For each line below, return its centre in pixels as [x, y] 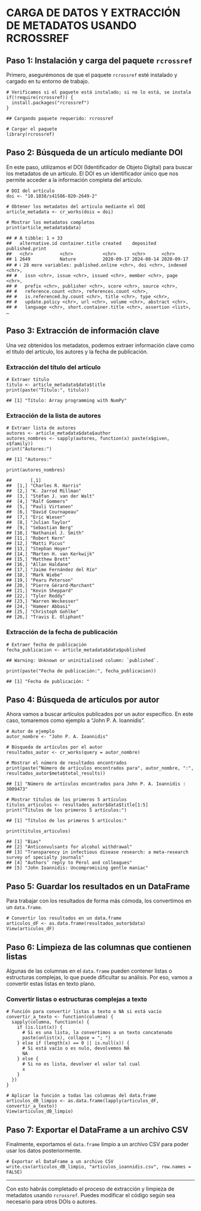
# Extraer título [28, 379]
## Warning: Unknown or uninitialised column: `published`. [83, 660]
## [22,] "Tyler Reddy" [36, 596]
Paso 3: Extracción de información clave [83, 331]
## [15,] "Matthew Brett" [38, 559]
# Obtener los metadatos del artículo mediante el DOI [76, 206]
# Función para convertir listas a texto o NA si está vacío [84, 1012]
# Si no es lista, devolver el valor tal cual [81, 1064]
